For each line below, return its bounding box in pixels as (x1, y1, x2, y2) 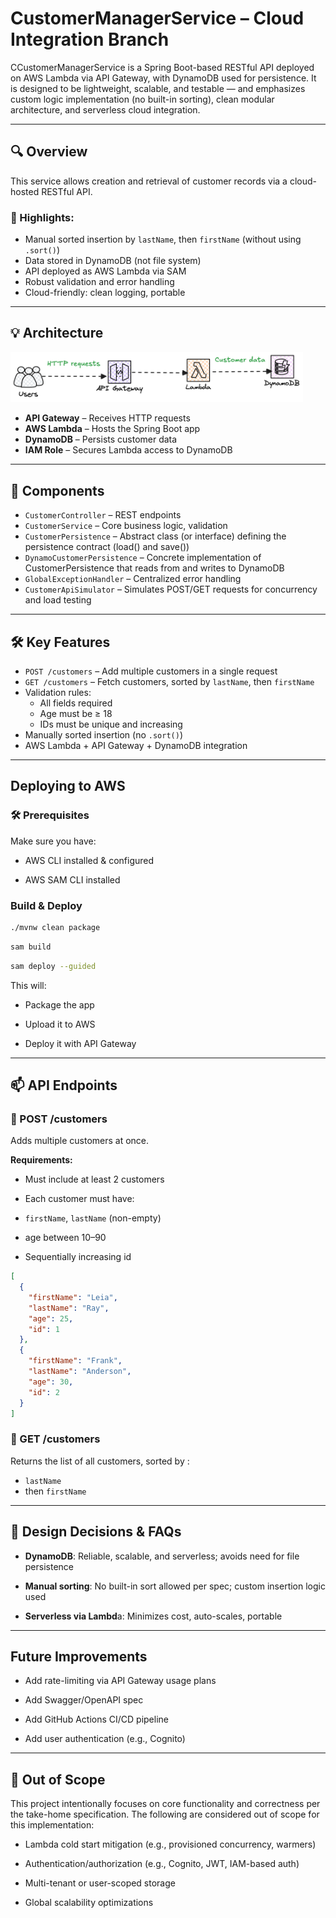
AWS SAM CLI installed (24, 873, 121, 886)
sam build (10, 942, 52, 952)
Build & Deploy (10, 898, 83, 912)
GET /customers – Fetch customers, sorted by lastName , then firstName (24, 675, 315, 687)
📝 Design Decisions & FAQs (10, 1523, 182, 1541)
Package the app (24, 998, 95, 1011)
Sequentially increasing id (24, 1251, 132, 1263)
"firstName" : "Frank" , (28, 1356, 123, 1366)
